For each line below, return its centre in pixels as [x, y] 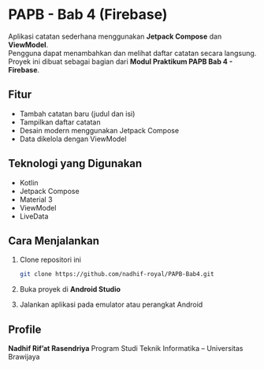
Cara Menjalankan [54, 241]
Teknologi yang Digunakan [75, 164]
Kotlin [29, 182]
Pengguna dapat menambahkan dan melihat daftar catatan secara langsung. [132, 53]
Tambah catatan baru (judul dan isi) [77, 114]
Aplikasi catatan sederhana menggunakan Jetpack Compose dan [115, 36]
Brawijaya [24, 357]
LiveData [34, 216]
